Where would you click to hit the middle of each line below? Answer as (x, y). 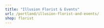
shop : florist (20, 18)
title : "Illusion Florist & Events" (42, 9)
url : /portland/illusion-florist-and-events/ (52, 14)
